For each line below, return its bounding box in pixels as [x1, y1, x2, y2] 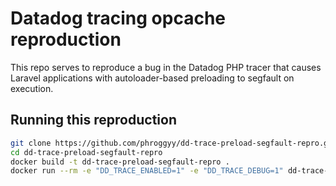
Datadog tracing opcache [10, 7, 227, 30]
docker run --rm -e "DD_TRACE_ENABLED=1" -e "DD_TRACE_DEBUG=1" [10, 166, 284, 176]
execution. [10, 82, 54, 94]
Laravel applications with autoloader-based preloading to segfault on [10, 72, 295, 84]
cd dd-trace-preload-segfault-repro [10, 147, 163, 157]
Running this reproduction [10, 112, 177, 129]
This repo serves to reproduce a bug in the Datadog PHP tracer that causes [10, 61, 322, 73]
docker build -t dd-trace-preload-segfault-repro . [10, 157, 230, 167]
